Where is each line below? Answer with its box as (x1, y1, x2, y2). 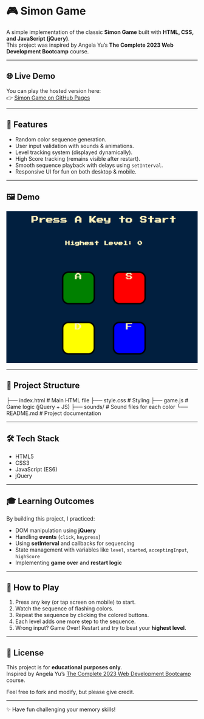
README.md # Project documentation (6, 410, 101, 417)
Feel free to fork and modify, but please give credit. (6, 689, 135, 696)
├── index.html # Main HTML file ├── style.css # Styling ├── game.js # (6, 396, 189, 403)
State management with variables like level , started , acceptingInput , (15, 546, 189, 553)
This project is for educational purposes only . (6, 664, 123, 671)
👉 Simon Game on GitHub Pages (6, 94, 90, 101)
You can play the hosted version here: (6, 87, 101, 94)
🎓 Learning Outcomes (6, 496, 95, 507)
